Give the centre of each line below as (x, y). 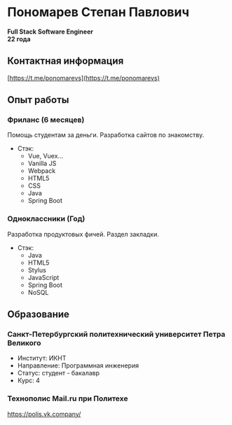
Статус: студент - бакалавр (59, 373)
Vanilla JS (42, 163)
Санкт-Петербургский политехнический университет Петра (116, 335)
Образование (39, 315)
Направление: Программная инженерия (78, 365)
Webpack (42, 171)
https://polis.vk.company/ (44, 414)
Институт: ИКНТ (42, 358)
